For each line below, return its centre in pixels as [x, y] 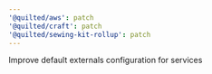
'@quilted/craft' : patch [55, 26]
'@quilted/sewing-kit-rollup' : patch [80, 34]
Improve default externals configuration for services [106, 60]
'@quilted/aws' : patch [51, 18]
